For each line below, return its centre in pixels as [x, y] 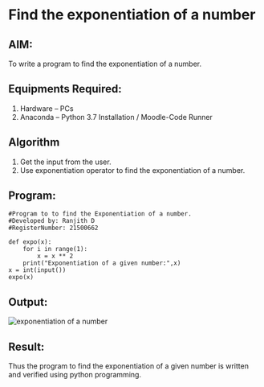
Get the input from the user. [65, 162]
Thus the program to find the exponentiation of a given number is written [128, 366]
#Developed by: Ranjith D [51, 221]
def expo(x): [30, 242]
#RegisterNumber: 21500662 [53, 228]
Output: [28, 302]
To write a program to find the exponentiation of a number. [105, 64]
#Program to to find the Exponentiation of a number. [100, 214]
